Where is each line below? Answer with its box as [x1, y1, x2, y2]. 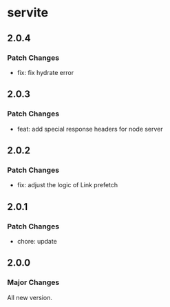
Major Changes [7, 277, 60, 287]
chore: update [17, 237, 57, 245]
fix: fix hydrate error [17, 68, 74, 76]
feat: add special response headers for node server [17, 125, 163, 133]
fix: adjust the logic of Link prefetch [17, 181, 118, 189]
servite [7, 5, 49, 21]
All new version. [7, 293, 53, 301]
